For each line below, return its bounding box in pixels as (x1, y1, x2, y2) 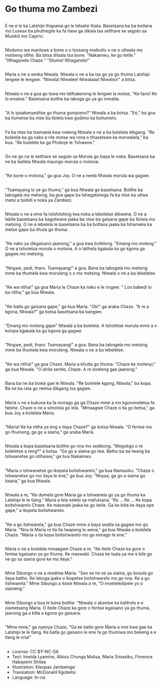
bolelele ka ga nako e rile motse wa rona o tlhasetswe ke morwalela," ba (5, 134, 148, 140)
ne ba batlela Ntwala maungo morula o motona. (5, 159, 100, 164)
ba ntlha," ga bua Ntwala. (5, 290, 56, 295)
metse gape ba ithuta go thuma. (5, 227, 69, 232)
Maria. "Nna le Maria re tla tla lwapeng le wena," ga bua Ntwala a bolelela (5, 526, 151, 532)
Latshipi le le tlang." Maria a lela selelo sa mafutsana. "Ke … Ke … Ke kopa (5, 497, 152, 503)
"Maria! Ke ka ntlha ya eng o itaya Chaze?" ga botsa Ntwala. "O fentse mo (5, 424, 152, 430)
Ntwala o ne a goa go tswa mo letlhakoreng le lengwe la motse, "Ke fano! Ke (5, 91, 157, 97)
